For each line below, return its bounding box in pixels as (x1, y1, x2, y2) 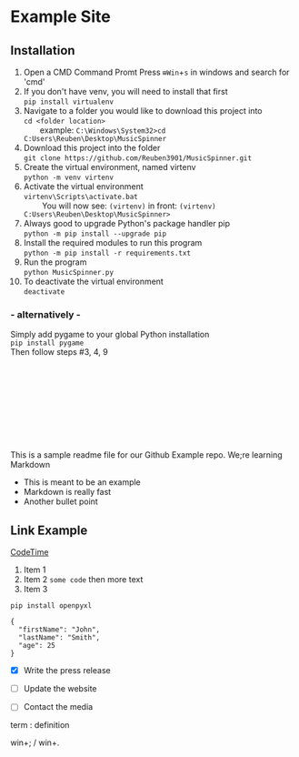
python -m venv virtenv (23, 173, 115, 182)
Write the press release (23, 665, 112, 676)
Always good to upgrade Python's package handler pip (23, 218, 231, 228)
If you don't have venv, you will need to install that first (23, 86, 228, 96)
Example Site (10, 6, 112, 27)
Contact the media (23, 701, 94, 712)
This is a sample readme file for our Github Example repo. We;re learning (10, 449, 283, 460)
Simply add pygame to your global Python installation (10, 329, 210, 340)
